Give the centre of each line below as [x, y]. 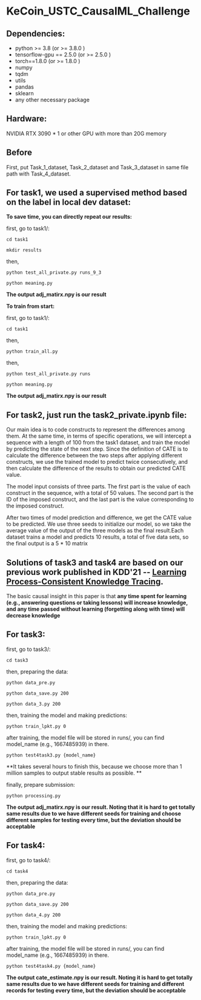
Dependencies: [36, 34]
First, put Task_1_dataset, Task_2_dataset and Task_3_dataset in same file [97, 167]
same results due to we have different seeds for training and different [95, 984]
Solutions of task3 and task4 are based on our [95, 563]
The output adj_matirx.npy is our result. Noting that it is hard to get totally [101, 807]
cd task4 [17, 871]
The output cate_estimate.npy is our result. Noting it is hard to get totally [100, 977]
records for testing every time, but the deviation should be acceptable [96, 990]
